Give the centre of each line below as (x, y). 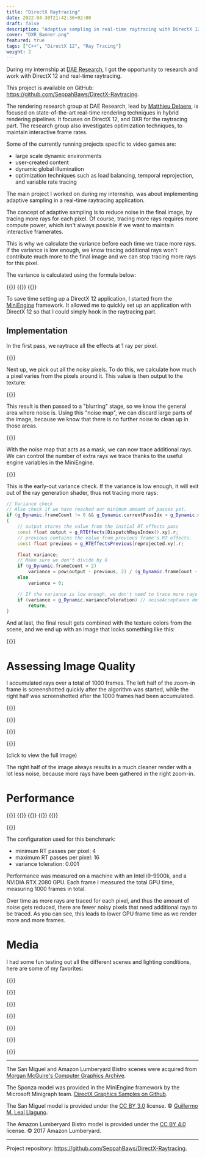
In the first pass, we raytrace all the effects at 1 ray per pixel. (82, 345)
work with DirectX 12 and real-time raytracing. (64, 76)
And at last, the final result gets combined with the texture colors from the (99, 623)
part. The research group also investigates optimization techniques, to (95, 126)
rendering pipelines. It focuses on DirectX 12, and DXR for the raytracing (97, 119)
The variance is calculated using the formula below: (71, 275)
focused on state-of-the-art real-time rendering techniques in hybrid (92, 112)
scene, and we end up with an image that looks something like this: (91, 630)
